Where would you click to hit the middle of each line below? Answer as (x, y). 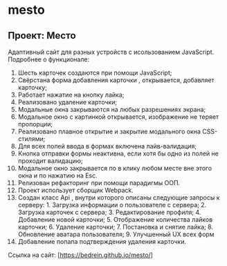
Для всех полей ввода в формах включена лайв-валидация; (107, 146)
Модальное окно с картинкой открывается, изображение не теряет (118, 117)
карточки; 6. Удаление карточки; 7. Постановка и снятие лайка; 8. (116, 227)
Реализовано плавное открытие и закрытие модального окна (109, 131)
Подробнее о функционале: (48, 59)
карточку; (33, 87)
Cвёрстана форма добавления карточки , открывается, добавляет (116, 80)
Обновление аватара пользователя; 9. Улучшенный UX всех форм (116, 234)
